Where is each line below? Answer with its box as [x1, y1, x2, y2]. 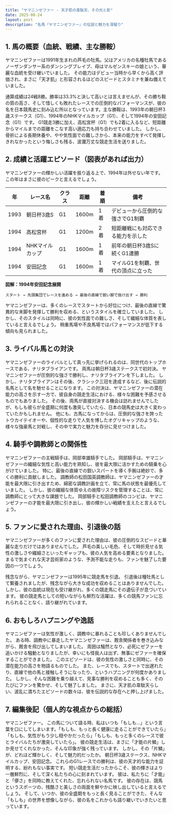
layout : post [5, 17, 33, 22]
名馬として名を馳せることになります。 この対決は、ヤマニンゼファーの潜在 [5, 384, 163, 391]
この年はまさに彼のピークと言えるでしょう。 [5, 176, 99, 182]
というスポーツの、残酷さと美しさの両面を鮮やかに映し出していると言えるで [5, 784, 166, 790]
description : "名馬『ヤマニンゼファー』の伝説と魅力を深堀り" [5, 22, 124, 27]
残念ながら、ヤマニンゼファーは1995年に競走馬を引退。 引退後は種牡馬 [5, 574, 156, 580]
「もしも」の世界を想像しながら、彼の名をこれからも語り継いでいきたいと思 [5, 797, 167, 803]
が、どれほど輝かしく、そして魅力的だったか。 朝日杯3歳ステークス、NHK [5, 752, 162, 758]
